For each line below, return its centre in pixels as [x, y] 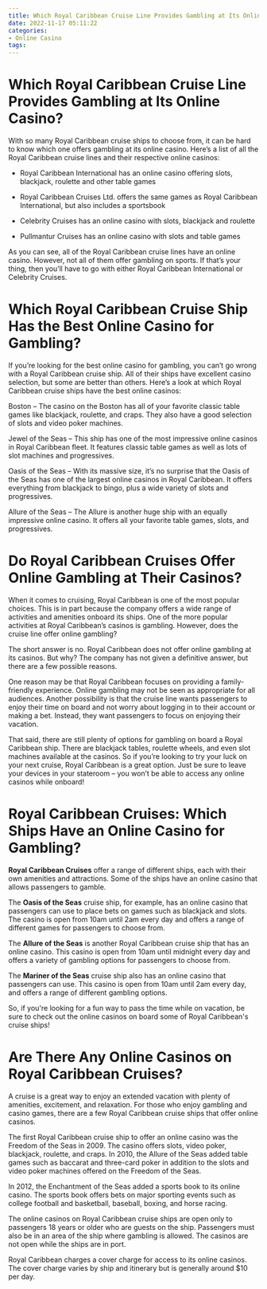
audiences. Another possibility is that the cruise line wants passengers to [128, 698]
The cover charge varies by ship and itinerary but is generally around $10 [128, 1267]
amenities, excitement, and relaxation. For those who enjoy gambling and [128, 1104]
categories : [28, 30]
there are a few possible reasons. [63, 666]
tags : [17, 45]
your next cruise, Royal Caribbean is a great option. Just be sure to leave [127, 764]
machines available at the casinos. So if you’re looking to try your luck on [128, 756]
